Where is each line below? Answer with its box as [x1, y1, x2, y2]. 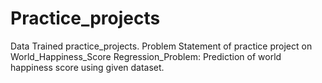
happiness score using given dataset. [10, 61, 165, 73]
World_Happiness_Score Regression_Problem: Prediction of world [10, 50, 282, 62]
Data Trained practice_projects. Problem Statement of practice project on [10, 40, 313, 52]
